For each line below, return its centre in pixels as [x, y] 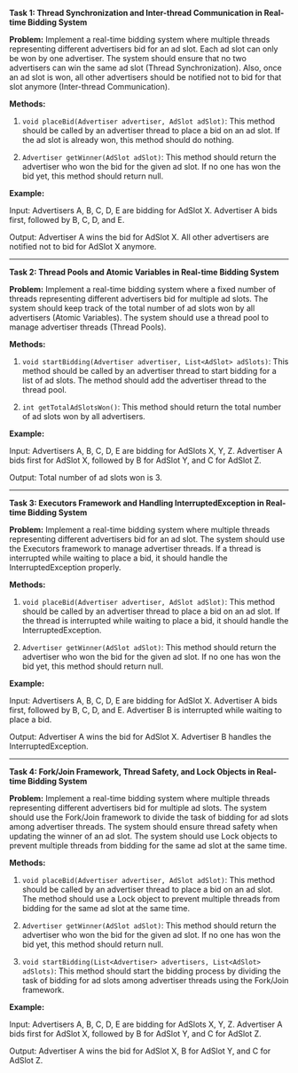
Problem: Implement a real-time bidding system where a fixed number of [143, 289]
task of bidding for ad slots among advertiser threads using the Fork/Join [155, 980]
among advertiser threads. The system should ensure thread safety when [143, 827]
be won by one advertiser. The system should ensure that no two [128, 58]
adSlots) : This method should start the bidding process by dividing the [151, 971]
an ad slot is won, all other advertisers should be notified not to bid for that [145, 77]
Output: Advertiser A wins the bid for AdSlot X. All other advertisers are [139, 237]
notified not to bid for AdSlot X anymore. [83, 246]
